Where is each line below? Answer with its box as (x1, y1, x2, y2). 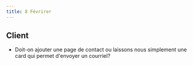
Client (6, 31, 29, 41)
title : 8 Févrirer (6, 8, 52, 15)
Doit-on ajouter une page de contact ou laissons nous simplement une (14, 46, 187, 53)
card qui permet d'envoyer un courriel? (14, 53, 111, 60)
